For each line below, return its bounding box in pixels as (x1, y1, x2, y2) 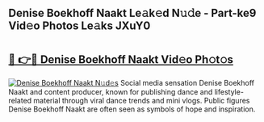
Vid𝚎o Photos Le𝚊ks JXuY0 (8, 19, 151, 33)
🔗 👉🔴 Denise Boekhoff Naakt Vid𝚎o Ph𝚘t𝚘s (8, 53, 234, 66)
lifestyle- (214, 87, 245, 96)
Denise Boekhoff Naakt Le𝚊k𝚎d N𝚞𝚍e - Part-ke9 (8, 6, 257, 20)
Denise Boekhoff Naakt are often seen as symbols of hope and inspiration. (8, 104, 256, 114)
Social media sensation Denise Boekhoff (119, 78, 255, 87)
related (8, 96, 32, 105)
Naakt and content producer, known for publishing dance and (8, 87, 213, 96)
